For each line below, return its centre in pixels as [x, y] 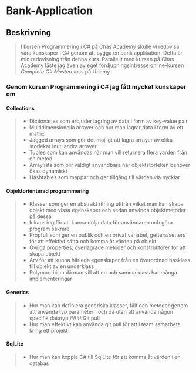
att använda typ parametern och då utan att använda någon [101, 311]
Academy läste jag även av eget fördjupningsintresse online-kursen [102, 65]
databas [39, 363]
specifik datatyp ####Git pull [64, 318]
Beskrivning [29, 33]
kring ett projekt [48, 330]
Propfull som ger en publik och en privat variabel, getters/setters [107, 235]
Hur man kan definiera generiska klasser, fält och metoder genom [109, 305]
